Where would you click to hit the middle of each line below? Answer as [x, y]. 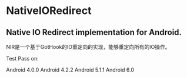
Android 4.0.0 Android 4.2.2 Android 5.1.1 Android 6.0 [70, 70]
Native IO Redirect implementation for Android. [94, 32]
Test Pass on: [23, 58]
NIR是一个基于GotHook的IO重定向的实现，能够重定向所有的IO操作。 [88, 47]
